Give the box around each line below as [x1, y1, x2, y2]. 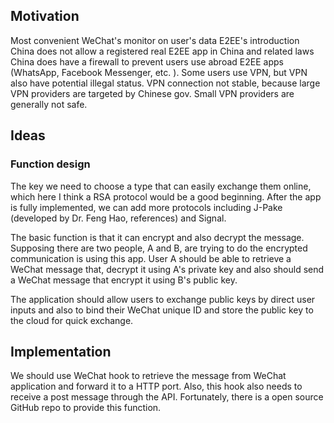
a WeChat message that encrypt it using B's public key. [10, 274, 238, 286]
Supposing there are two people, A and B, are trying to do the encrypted [10, 242, 308, 254]
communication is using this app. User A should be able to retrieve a [10, 252, 292, 264]
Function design [10, 157, 91, 171]
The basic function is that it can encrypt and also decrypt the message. [10, 231, 305, 243]
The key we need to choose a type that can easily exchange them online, [10, 180, 312, 192]
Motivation [10, 8, 80, 25]
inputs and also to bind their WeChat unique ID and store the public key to [10, 304, 314, 316]
